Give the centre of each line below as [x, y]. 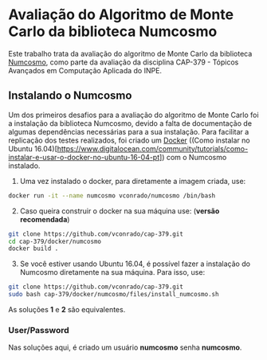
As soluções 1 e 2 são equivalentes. [67, 309]
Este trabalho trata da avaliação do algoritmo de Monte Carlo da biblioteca [130, 53]
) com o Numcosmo [194, 157]
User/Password [39, 330]
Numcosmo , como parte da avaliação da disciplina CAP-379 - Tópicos [124, 62]
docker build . [33, 248]
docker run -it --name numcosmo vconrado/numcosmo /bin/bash [112, 196]
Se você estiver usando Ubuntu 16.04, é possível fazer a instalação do [135, 264]
